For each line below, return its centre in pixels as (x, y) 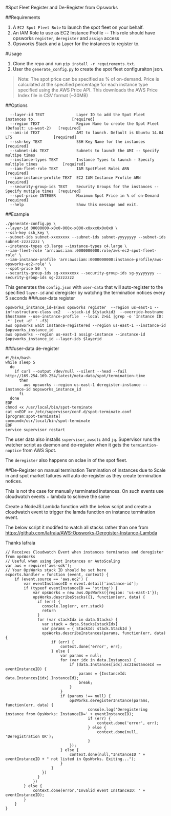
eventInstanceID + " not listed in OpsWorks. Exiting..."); (71, 759)
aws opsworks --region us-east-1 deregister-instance (82, 385)
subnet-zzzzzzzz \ (25, 242)
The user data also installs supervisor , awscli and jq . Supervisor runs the (83, 439)
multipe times (20, 155)
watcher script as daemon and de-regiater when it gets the (67, 445)
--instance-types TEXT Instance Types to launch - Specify (82, 160)
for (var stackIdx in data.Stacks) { (78, 620)
